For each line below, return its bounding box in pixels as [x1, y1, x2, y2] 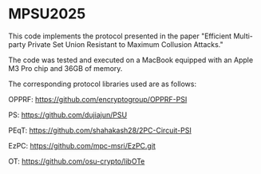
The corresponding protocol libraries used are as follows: [8, 79, 197, 89]
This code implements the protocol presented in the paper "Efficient [8, 31, 232, 41]
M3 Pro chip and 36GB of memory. [8, 63, 123, 73]
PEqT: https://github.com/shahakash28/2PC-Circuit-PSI [8, 125, 192, 135]
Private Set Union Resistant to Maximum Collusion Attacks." [27, 39, 223, 49]
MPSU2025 [8, 5, 86, 23]
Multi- [233, 31, 254, 41]
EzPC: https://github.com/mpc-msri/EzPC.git [8, 140, 156, 150]
